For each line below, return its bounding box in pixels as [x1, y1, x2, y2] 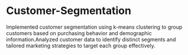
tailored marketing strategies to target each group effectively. [6, 42, 155, 49]
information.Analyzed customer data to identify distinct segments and [6, 36, 176, 43]
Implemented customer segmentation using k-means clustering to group [6, 23, 183, 30]
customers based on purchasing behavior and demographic [6, 29, 152, 36]
